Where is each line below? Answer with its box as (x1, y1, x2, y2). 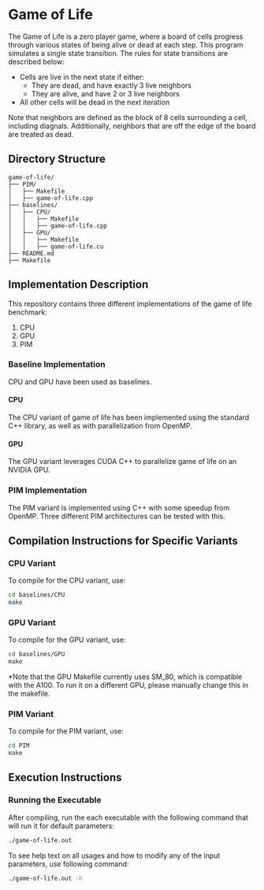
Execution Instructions (8, 771, 122, 784)
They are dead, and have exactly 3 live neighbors (31, 81, 191, 90)
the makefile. (8, 689, 50, 699)
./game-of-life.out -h (8, 874, 83, 882)
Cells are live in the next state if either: (19, 72, 144, 81)
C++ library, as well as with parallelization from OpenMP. (8, 421, 193, 431)
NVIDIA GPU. (8, 465, 50, 475)
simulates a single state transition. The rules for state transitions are (8, 48, 229, 58)
